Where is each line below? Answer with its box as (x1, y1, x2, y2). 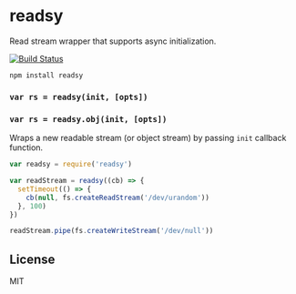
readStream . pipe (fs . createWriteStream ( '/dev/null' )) (9, 227, 214, 236)
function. (9, 142, 44, 153)
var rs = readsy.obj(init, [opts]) (9, 114, 168, 124)
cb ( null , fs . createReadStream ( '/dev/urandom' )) (26, 193, 209, 202)
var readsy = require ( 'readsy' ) (9, 160, 132, 169)
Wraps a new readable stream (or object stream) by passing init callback (9, 133, 287, 144)
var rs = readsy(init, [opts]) (9, 92, 148, 102)
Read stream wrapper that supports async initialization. (9, 35, 217, 46)
